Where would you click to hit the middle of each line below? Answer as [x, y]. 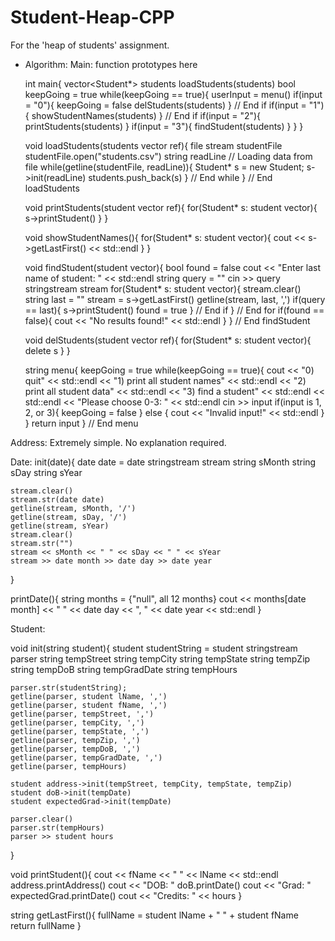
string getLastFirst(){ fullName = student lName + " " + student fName [154, 915]
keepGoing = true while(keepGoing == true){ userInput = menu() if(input [173, 94]
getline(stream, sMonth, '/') [73, 508]
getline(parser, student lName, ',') [89, 696]
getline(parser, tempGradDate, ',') [86, 757]
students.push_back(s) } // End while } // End [180, 177]
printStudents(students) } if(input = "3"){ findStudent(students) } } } [164, 126]
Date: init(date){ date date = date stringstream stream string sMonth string [163, 462]
